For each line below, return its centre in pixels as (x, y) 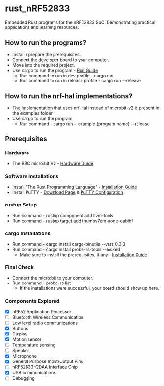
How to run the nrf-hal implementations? (69, 96)
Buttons (20, 328)
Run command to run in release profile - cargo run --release (80, 80)
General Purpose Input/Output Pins (48, 361)
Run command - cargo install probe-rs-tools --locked (66, 249)
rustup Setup (21, 205)
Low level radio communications (45, 323)
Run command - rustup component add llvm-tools (63, 215)
